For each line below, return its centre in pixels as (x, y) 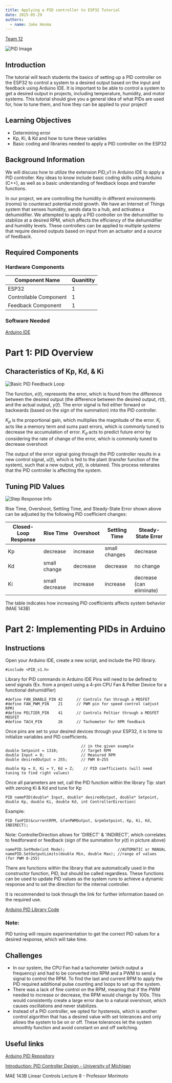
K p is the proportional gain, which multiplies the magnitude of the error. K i (83, 420)
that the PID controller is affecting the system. (54, 470)
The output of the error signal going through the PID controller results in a (83, 454)
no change (147, 566)
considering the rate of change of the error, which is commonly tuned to (81, 439)
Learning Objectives (38, 121)
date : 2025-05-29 (24, 15)
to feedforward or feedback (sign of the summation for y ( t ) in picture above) (85, 840)
